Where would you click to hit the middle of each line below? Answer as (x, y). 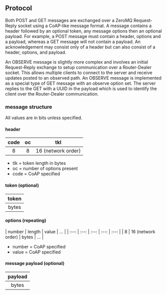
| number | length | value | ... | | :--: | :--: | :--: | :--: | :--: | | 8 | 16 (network (80, 231)
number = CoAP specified (39, 246)
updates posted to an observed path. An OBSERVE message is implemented (83, 78)
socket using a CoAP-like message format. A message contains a (85, 26)
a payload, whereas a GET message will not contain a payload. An (73, 42)
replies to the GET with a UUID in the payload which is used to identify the (81, 88)
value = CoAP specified (36, 252)
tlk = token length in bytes (39, 163)
